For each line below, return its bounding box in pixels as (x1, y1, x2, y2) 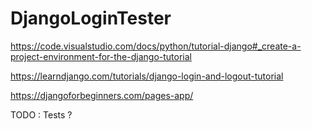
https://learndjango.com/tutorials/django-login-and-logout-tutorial (10, 70, 284, 82)
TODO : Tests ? (10, 108, 73, 121)
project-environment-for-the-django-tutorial (10, 50, 192, 62)
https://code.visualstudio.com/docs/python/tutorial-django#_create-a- (10, 40, 302, 52)
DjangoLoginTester (10, 7, 172, 30)
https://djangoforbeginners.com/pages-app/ (10, 89, 194, 101)
